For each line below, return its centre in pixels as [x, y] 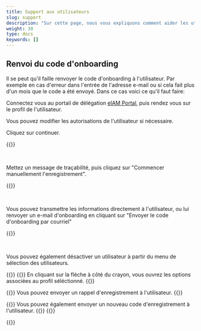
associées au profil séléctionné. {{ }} [51, 281]
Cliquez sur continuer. [33, 132]
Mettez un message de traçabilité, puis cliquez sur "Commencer [85, 167]
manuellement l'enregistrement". [46, 174]
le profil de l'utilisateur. [34, 109]
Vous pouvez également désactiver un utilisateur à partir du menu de [91, 257]
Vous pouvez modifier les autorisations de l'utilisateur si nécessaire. [90, 121]
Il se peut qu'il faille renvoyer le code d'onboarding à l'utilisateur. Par [91, 78]
